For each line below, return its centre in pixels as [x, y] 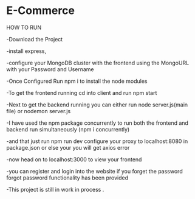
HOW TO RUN [24, 27]
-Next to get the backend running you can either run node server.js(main [97, 105]
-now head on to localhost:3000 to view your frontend [74, 159]
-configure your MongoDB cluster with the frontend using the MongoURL [98, 63]
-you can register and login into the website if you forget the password [95, 171]
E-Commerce [40, 11]
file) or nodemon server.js [39, 111]
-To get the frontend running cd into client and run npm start [82, 93]
